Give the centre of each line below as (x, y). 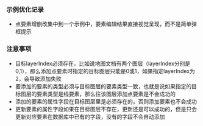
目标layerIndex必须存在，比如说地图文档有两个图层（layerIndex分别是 (103, 63)
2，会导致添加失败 (38, 79)
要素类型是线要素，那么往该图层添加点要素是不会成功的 (106, 94)
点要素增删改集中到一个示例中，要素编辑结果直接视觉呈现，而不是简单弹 (106, 24)
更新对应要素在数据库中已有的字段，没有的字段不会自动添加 (90, 116)
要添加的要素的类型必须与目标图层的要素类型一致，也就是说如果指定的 (103, 86)
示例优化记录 (25, 9)
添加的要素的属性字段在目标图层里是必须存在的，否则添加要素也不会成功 (106, 101)
